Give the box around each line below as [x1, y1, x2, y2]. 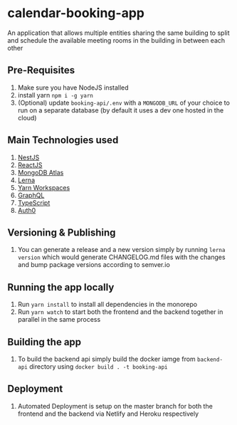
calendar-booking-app [7, 5, 144, 21]
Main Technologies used [7, 134, 119, 147]
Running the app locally [7, 281, 115, 293]
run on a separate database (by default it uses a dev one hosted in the [17, 105, 224, 115]
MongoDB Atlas [17, 168, 64, 177]
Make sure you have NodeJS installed [17, 83, 130, 92]
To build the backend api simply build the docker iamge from [17, 355, 196, 363]
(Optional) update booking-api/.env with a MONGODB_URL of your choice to [17, 98, 230, 107]
